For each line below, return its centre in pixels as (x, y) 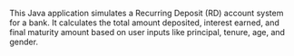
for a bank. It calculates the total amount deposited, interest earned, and (144, 23)
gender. (24, 42)
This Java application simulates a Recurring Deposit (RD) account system (147, 13)
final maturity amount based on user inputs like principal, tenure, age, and (147, 32)
